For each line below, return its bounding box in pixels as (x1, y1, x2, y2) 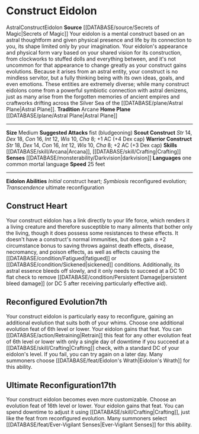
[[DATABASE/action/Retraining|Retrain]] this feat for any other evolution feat (6, 331, 191, 339)
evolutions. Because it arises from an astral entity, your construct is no (6, 68, 178, 75)
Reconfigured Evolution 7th (6, 297, 108, 307)
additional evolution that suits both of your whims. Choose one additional (6, 319, 184, 326)
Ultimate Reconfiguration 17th (6, 380, 117, 390)
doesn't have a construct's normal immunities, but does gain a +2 (6, 235, 166, 242)
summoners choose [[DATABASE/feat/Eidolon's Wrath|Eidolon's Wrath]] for (6, 357, 191, 364)
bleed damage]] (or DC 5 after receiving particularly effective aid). (6, 280, 168, 287)
